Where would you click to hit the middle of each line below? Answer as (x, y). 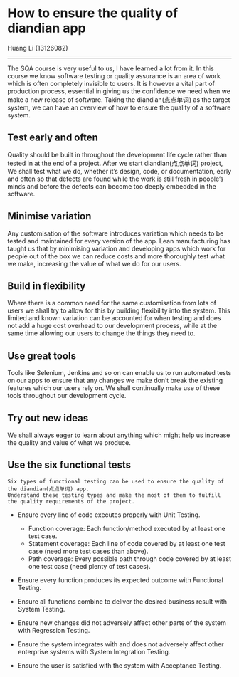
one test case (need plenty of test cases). (89, 566)
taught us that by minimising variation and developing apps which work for (117, 248)
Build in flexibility (47, 286)
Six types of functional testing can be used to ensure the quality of (116, 481)
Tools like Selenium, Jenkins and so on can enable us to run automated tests (119, 373)
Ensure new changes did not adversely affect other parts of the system (122, 623)
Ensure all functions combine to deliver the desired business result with (122, 601)
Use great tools (42, 356)
